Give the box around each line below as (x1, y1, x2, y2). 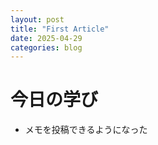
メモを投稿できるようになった (24, 124, 148, 136)
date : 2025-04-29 (10, 33, 83, 43)
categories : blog (10, 42, 83, 53)
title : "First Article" (10, 24, 110, 34)
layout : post (10, 14, 65, 25)
